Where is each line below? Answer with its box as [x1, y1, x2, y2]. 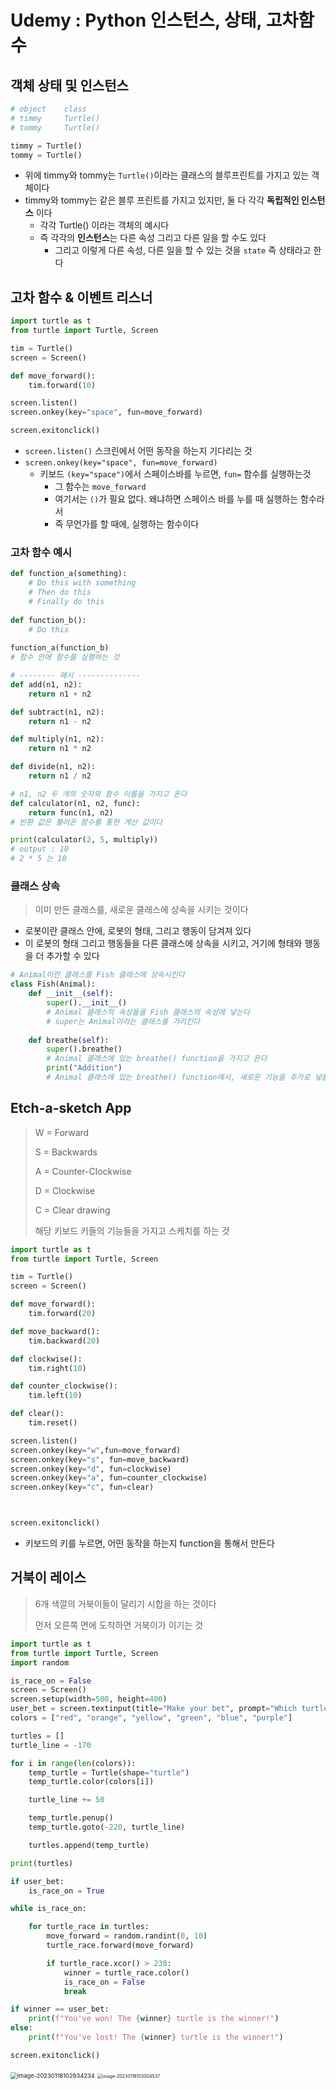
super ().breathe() [46, 1044, 123, 1055]
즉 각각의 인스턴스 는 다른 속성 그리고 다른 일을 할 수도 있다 [39, 232, 267, 244]
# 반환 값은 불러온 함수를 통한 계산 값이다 [10, 817, 163, 827]
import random [10, 1657, 70, 1668]
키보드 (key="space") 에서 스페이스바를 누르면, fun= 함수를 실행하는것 [39, 468, 312, 480]
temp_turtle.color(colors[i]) [28, 1777, 155, 1787]
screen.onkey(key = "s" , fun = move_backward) [10, 1454, 190, 1465]
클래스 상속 [10, 879, 61, 893]
